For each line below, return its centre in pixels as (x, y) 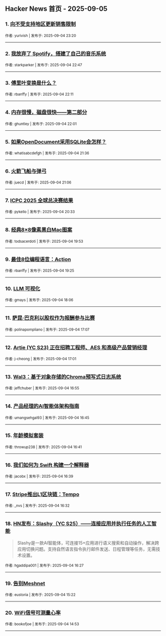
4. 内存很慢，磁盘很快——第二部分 (46, 112)
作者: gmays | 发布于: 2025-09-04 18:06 (39, 300)
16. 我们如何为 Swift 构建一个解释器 (47, 465)
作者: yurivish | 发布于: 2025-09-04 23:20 (41, 36)
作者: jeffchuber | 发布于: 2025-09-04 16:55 (42, 388)
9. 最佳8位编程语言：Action (38, 259)
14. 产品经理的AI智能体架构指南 (42, 406)
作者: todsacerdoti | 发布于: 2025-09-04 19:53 (44, 241)
